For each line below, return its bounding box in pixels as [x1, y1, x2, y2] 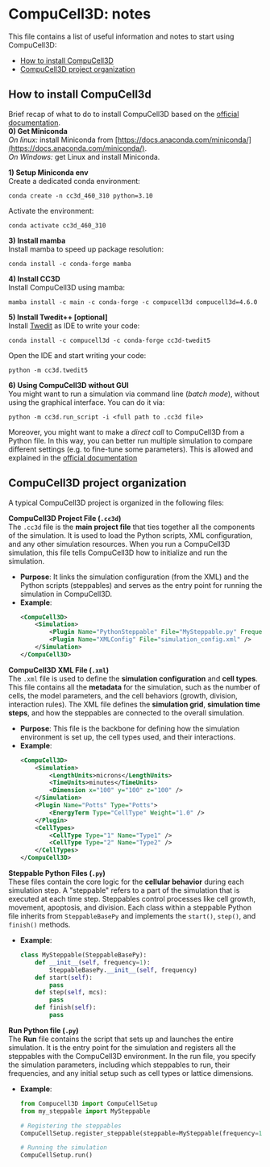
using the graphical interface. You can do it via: [8, 397, 165, 407]
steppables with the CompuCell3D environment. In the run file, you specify [8, 1051, 256, 1061]
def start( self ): [35, 973, 93, 982]
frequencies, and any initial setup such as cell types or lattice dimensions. [8, 1068, 254, 1077]
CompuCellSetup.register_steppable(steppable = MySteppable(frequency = [19, 1129, 260, 1137]
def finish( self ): [35, 1003, 97, 1012]
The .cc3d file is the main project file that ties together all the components [8, 522, 255, 531]
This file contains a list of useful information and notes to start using [8, 31, 235, 41]
